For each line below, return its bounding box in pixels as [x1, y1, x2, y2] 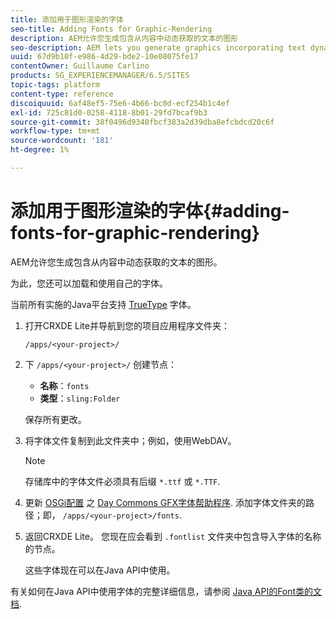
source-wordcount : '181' [10, 136, 114, 146]
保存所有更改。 [24, 413, 87, 425]
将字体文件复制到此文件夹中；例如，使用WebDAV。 [24, 434, 237, 446]
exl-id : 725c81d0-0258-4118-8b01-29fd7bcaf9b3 [10, 107, 208, 118]
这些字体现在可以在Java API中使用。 [24, 564, 176, 576]
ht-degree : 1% [10, 145, 70, 155]
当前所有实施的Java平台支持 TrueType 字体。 [10, 298, 197, 310]
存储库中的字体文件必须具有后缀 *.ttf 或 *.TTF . [24, 475, 221, 487]
